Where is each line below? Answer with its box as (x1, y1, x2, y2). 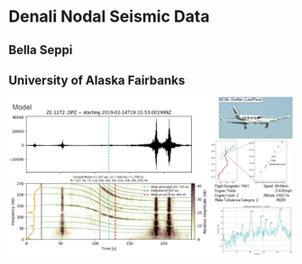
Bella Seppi (8, 42, 73, 58)
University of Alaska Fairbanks (8, 72, 186, 87)
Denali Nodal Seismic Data (8, 6, 210, 27)
